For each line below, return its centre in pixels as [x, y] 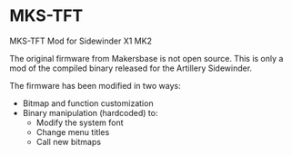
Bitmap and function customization [88, 103]
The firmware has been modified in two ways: [95, 85]
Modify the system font [80, 122]
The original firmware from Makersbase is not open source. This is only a [146, 58]
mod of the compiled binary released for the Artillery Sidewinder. [131, 68]
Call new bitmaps [69, 141]
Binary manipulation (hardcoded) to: [90, 112]
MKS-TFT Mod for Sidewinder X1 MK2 [81, 41]
